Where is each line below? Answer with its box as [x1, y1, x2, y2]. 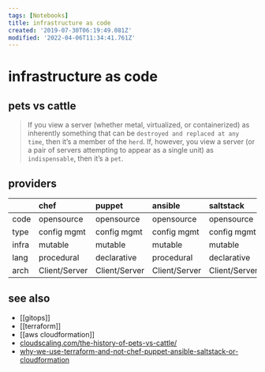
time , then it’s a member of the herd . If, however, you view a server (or [27, 137, 255, 146]
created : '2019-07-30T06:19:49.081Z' [8, 26, 132, 34]
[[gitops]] [19, 313, 50, 322]
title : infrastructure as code [8, 19, 111, 27]
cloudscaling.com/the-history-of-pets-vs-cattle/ [19, 338, 177, 347]
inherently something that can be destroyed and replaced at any [27, 128, 240, 139]
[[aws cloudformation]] [19, 329, 95, 339]
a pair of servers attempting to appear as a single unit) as [27, 146, 215, 155]
